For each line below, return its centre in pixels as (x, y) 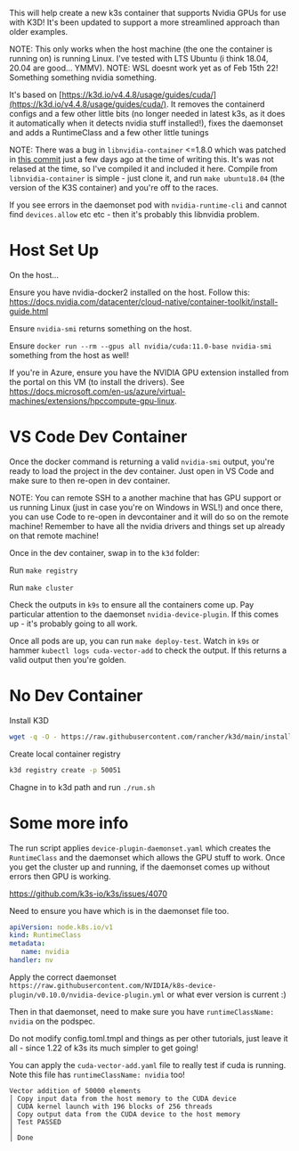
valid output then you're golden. (68, 659)
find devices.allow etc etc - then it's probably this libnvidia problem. (134, 214)
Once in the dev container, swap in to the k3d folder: (105, 552)
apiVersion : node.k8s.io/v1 (61, 927)
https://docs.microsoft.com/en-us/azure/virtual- (97, 391)
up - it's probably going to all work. (73, 624)
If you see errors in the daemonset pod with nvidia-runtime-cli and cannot (148, 205)
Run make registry (44, 570)
